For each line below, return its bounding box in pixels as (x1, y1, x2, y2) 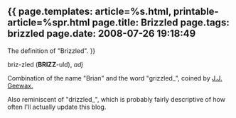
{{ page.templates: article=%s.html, (7, 6, 172, 18)
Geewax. (7, 81, 33, 90)
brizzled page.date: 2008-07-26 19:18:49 (7, 28, 196, 40)
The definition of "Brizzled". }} (7, 46, 96, 55)
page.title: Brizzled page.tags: (92, 17, 230, 29)
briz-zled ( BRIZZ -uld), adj (7, 60, 83, 69)
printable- (173, 6, 219, 18)
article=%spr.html (7, 17, 90, 29)
